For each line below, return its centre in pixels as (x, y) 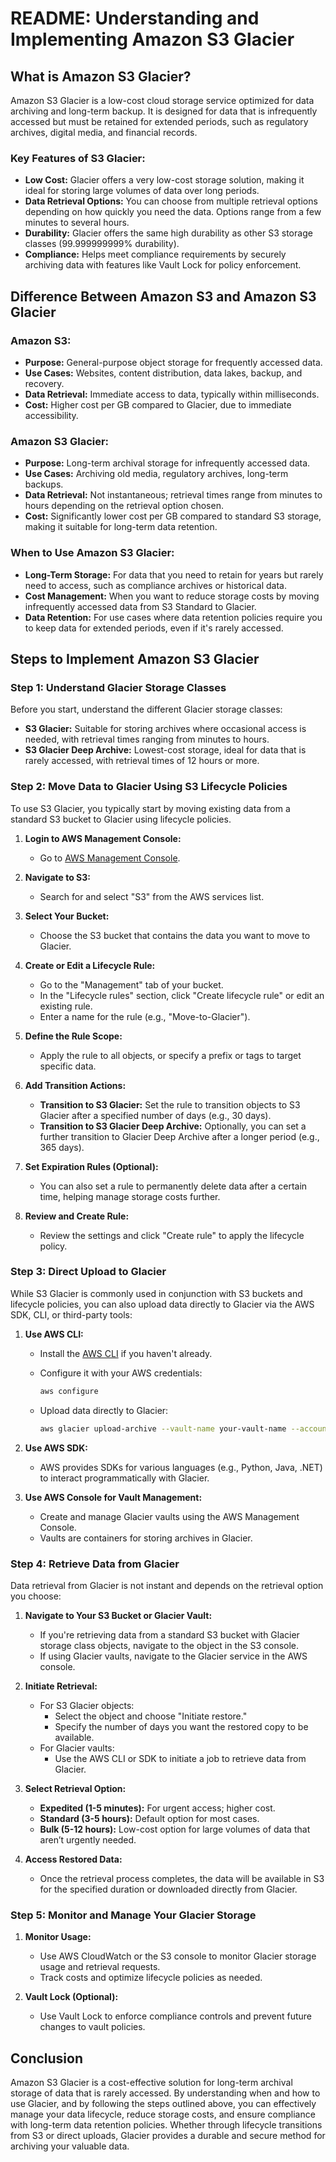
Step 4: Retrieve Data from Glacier (95, 1564)
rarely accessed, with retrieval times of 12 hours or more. (142, 761)
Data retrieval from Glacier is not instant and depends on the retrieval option (167, 1585)
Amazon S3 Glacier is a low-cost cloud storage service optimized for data (162, 100)
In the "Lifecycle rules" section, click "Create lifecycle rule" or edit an (182, 995)
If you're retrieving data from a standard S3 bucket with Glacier (169, 1634)
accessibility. (51, 415)
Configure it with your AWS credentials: (121, 1373)
